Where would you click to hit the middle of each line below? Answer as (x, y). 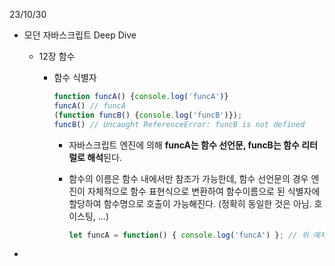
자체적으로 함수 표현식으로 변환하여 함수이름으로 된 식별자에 (204, 191)
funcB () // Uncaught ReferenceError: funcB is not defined (179, 124)
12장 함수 (57, 56)
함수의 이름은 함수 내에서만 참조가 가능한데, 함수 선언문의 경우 (188, 178)
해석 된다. (104, 157)
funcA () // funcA (89, 105)
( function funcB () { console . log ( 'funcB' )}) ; (148, 115)
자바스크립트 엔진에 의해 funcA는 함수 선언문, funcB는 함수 (184, 145)
